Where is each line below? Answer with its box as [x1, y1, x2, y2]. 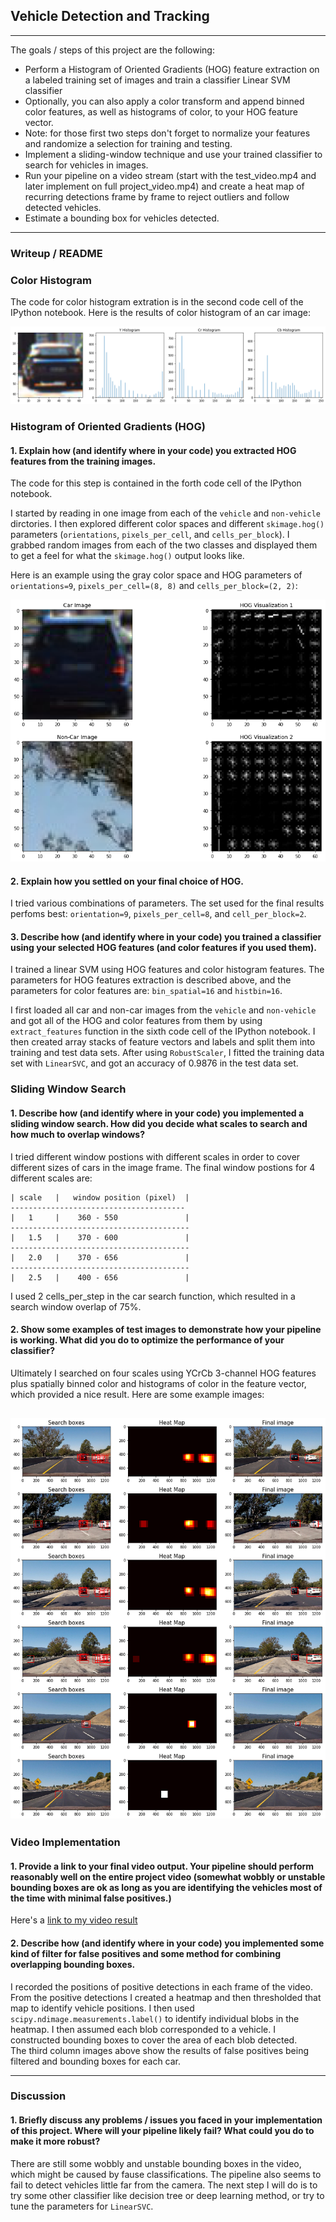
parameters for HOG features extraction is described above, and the [10, 974, 292, 986]
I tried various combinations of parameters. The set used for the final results [10, 897, 325, 909]
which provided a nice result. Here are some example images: [10, 1388, 265, 1400]
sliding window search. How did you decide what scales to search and [10, 1117, 308, 1129]
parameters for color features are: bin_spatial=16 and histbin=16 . [10, 985, 283, 997]
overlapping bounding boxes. [10, 1958, 136, 1970]
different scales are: [10, 1172, 93, 1184]
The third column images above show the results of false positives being [10, 2044, 309, 2056]
